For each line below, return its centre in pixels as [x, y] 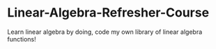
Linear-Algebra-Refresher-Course [108, 13]
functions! [22, 39]
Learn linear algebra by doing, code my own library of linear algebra [105, 32]
